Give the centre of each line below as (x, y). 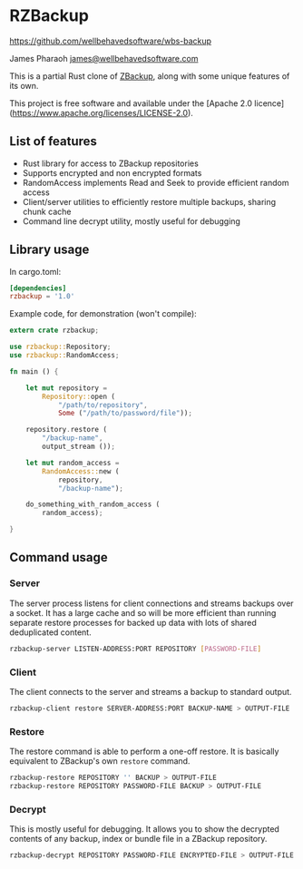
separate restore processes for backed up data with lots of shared (133, 622)
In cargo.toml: (35, 271)
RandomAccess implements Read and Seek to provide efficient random (156, 182)
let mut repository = (66, 388)
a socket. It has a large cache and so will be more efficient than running (143, 612)
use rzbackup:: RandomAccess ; (64, 356)
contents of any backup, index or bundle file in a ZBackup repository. (138, 839)
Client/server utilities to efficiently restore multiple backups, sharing (149, 201)
